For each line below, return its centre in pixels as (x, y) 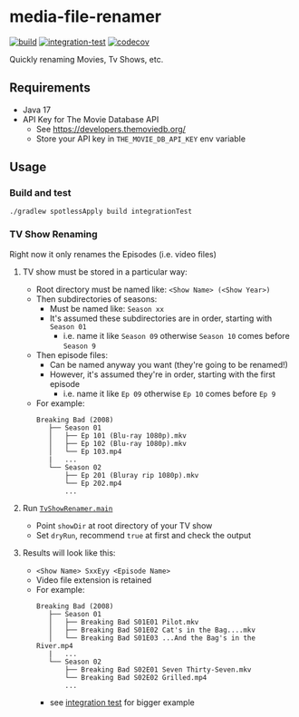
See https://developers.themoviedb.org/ (111, 129)
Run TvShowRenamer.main (68, 508)
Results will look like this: (69, 552)
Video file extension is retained (94, 580)
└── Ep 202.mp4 (93, 483)
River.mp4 (55, 645)
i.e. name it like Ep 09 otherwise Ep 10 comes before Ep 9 (169, 393)
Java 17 (37, 110)
